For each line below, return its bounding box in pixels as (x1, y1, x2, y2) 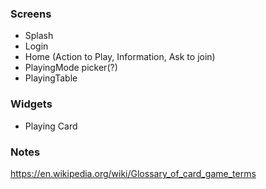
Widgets (10, 97, 53, 111)
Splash (24, 30, 54, 42)
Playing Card (24, 120, 78, 132)
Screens (10, 7, 52, 21)
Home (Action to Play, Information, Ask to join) (24, 51, 216, 63)
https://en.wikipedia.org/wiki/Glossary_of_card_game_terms (10, 167, 257, 179)
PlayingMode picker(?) (24, 62, 118, 74)
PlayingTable (24, 72, 78, 84)
